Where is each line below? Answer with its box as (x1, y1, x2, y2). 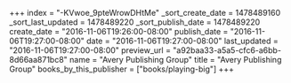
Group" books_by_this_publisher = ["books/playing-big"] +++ (9, 64, 234, 74)
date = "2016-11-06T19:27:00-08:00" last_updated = (85, 35, 279, 46)
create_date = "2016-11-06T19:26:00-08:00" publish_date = (9, 26, 229, 36)
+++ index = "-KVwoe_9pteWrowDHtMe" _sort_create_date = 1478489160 (9, 8, 281, 18)
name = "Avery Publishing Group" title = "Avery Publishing (69, 55, 282, 64)
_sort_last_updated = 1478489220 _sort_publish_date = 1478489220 (9, 17, 261, 27)
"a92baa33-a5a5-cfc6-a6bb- (173, 45, 282, 56)
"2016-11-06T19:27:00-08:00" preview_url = (9, 45, 172, 56)
